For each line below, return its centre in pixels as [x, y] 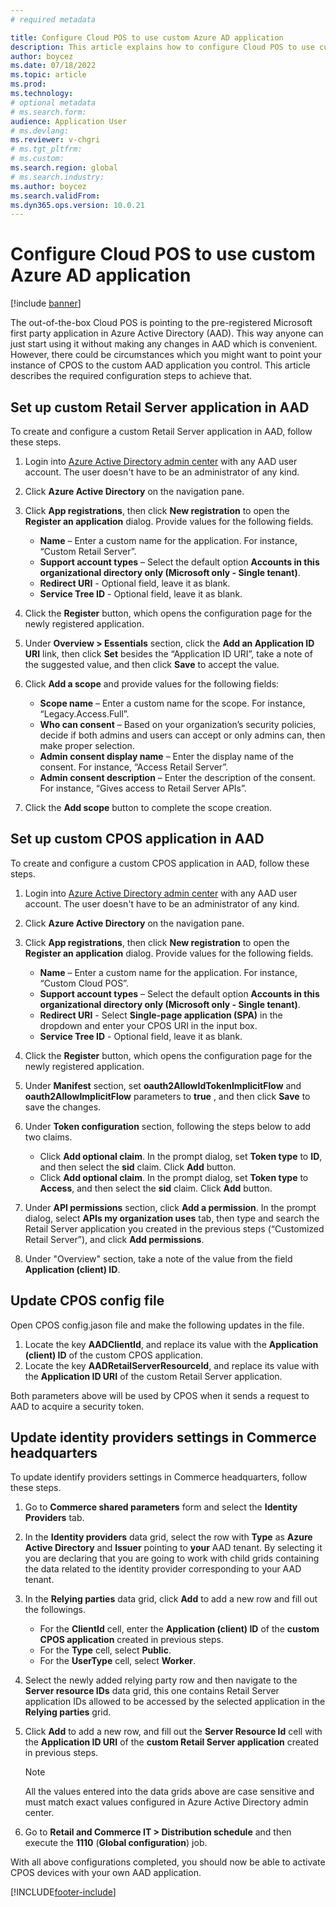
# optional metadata [53, 102]
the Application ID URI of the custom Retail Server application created [172, 1742]
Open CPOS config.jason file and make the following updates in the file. [157, 1325]
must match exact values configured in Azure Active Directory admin [166, 1802]
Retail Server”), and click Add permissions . [114, 1239]
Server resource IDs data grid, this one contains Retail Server [152, 1691]
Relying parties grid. [68, 1712]
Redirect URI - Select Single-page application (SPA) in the [161, 1015]
